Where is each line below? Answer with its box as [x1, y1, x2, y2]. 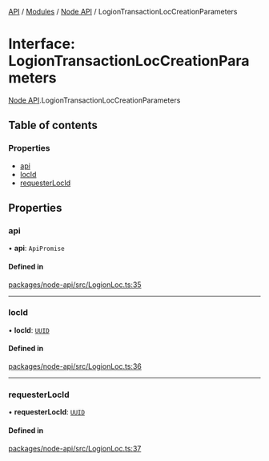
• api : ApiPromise [8, 244, 66, 253]
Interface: [8, 35, 76, 53]
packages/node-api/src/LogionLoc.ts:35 [8, 280, 142, 289]
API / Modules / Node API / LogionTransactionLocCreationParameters [8, 7, 238, 16]
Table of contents [8, 119, 98, 132]
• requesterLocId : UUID [8, 407, 86, 417]
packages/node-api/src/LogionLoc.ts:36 [8, 362, 142, 371]
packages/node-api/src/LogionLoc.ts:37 [8, 443, 142, 453]
